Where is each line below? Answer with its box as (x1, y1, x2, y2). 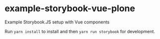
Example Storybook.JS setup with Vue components (4, 19, 110, 25)
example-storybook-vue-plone (4, 3, 135, 14)
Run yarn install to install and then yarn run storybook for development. (4, 28, 156, 34)
